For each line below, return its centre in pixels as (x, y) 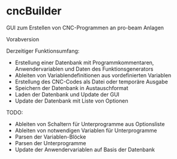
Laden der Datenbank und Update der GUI (67, 94)
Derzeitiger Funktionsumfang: (43, 51)
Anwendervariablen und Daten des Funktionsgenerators (84, 69)
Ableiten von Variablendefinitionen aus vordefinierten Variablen (93, 75)
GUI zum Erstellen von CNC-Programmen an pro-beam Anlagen (85, 28)
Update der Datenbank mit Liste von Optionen (71, 101)
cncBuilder (34, 11)
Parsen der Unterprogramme (50, 143)
